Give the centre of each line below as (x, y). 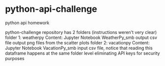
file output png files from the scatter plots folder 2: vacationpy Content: (77, 42)
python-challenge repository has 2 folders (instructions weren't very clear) (81, 32)
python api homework (27, 23)
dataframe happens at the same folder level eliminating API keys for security (82, 53)
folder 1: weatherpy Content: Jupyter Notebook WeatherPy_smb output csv (81, 37)
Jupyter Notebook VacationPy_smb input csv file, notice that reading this (79, 48)
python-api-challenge (51, 9)
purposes (15, 58)
